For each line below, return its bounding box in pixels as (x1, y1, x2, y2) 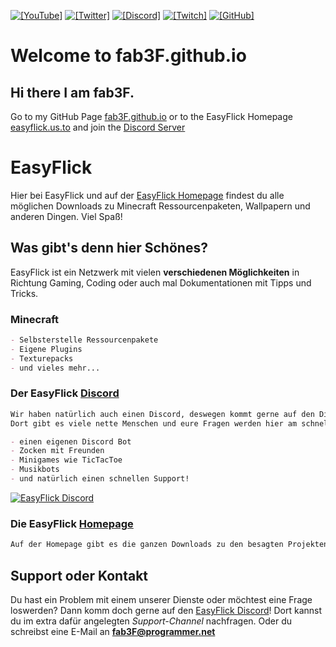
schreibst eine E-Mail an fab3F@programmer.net (10, 625, 216, 637)
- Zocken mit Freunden (10, 446, 105, 456)
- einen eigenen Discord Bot (10, 436, 132, 447)
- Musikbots (10, 465, 60, 475)
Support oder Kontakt (10, 567, 149, 584)
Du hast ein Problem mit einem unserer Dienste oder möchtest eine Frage (10, 593, 313, 605)
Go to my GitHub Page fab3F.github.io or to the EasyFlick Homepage (10, 111, 293, 122)
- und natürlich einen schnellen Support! (10, 474, 190, 484)
